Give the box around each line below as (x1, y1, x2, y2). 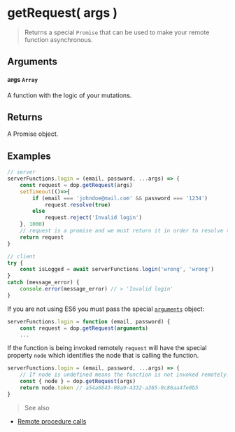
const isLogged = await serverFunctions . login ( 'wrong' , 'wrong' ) (20, 266, 215, 273)
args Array (7, 75, 38, 83)
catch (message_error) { (7, 279, 80, 286)
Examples (7, 150, 51, 162)
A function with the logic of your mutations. (7, 91, 132, 99)
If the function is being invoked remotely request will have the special (7, 344, 207, 352)
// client (7, 253, 36, 260)
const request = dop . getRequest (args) (20, 181, 133, 188)
